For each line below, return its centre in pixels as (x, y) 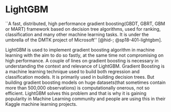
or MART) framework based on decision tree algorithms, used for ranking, (83, 29)
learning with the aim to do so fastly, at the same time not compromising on (84, 55)
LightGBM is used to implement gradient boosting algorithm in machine (80, 50)
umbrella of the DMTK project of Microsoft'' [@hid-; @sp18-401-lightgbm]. (84, 40)
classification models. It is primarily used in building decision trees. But (80, 77)
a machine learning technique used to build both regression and (72, 71)
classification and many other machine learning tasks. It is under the (77, 34)
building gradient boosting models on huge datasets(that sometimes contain (86, 82)
